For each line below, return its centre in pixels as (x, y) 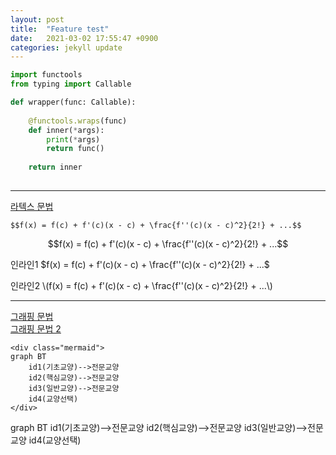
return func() (75, 149)
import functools (46, 75)
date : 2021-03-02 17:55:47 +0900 (84, 38)
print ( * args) (73, 139)
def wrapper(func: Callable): (73, 102)
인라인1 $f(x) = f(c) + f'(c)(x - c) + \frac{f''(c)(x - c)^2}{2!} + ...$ (140, 264)
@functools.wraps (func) (78, 121)
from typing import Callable (71, 84)
